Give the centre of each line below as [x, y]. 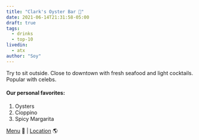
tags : [13, 28]
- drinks [22, 34]
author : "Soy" [24, 56]
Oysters [25, 106]
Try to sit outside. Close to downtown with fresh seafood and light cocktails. [100, 73]
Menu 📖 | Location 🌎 [32, 130]
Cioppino [26, 112]
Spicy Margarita [34, 119]
